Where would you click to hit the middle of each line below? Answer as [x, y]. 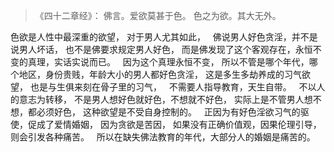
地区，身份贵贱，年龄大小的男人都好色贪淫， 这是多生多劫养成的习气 [160, 74]
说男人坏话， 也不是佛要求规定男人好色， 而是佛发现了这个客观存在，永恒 [161, 49]
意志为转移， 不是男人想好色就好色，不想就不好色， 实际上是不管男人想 [165, 99]
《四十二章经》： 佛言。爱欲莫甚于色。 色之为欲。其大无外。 [158, 15]
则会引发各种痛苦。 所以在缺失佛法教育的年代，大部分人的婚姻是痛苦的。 [163, 137]
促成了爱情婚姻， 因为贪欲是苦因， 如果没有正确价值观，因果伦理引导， [174, 124]
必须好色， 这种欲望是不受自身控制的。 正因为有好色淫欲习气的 [168, 112]
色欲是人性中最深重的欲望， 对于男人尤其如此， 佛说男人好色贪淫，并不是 [164, 37]
